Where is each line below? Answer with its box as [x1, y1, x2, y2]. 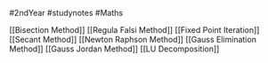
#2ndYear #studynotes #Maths [9, 8, 123, 18]
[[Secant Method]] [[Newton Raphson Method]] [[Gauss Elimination [9, 35, 256, 44]
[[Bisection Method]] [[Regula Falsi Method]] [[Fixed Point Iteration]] [9, 25, 260, 35]
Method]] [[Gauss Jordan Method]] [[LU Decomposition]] [9, 43, 220, 54]
